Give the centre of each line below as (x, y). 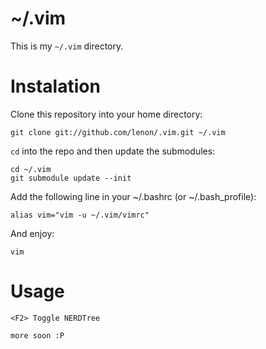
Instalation (55, 86)
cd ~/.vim (31, 169)
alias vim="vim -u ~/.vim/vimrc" (80, 215)
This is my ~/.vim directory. (67, 46)
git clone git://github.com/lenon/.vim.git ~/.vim (118, 132)
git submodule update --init (71, 178)
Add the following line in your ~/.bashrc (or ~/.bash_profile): (133, 196)
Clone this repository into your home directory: (106, 114)
